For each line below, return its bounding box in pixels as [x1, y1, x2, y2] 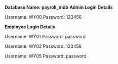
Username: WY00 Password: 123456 [5, 14, 82, 20]
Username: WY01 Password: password [5, 34, 86, 39]
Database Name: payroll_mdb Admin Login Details [5, 5, 113, 10]
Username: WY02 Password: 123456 [5, 43, 82, 49]
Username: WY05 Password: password [5, 53, 87, 59]
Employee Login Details [5, 24, 55, 30]
